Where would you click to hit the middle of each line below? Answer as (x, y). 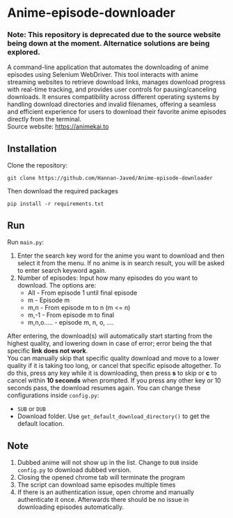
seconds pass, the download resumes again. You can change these (104, 388)
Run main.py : (25, 242)
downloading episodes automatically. (70, 507)
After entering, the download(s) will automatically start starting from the (110, 336)
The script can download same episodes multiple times (96, 484)
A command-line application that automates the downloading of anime (108, 67)
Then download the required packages (63, 191)
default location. (41, 424)
